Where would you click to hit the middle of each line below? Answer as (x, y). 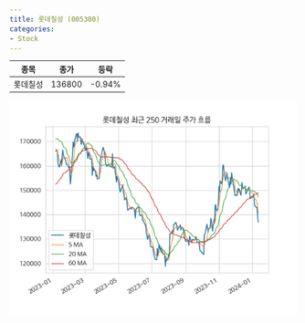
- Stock (24, 38)
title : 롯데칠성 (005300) (55, 19)
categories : (32, 29)
